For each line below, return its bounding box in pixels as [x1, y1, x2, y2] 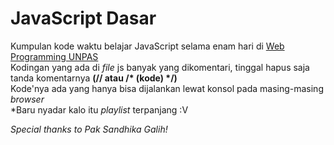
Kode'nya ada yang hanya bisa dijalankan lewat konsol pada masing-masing [10, 82, 324, 94]
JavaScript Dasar [10, 7, 157, 30]
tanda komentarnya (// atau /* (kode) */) [10, 72, 178, 84]
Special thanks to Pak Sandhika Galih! [10, 123, 168, 135]
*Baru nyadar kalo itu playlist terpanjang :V [10, 103, 189, 116]
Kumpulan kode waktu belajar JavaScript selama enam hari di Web [10, 40, 285, 52]
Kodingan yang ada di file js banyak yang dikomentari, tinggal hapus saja [10, 61, 310, 73]
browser [10, 93, 45, 105]
